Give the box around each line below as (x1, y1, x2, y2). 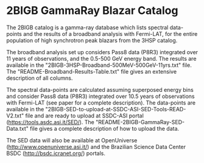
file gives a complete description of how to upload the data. (30, 125, 180, 132)
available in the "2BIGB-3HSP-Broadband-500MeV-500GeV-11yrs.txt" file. (6, 61, 192, 69)
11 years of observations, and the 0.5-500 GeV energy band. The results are (6, 55, 197, 62)
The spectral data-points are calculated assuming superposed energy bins (6, 86, 194, 93)
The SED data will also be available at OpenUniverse (6, 136, 138, 144)
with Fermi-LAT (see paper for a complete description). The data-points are (6, 99, 196, 106)
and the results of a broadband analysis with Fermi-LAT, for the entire (23, 30, 198, 37)
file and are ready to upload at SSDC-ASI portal (25, 112, 144, 119)
